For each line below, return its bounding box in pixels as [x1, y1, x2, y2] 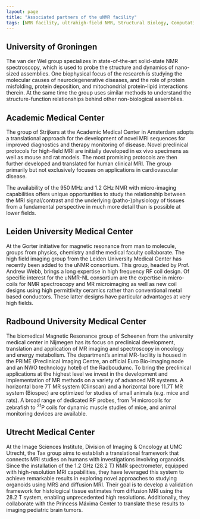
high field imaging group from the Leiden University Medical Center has [6, 255, 182, 262]
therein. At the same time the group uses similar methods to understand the [6, 89, 192, 96]
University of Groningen [6, 42, 98, 52]
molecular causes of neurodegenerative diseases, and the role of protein [6, 77, 185, 84]
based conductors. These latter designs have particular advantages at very [6, 292, 190, 300]
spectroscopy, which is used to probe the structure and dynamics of [6, 64, 174, 71]
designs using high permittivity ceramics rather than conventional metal [6, 287, 182, 294]
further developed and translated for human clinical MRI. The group [6, 160, 171, 167]
